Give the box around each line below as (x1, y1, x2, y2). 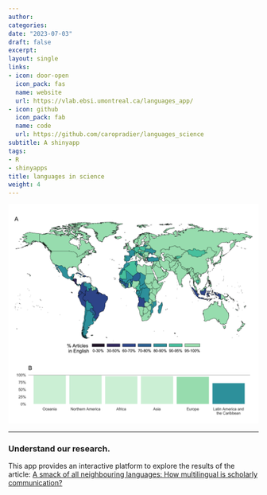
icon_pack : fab (15, 114, 66, 122)
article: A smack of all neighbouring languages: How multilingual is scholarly (8, 470, 258, 479)
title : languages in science (8, 172, 105, 181)
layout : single (8, 55, 59, 63)
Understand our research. (8, 443, 110, 454)
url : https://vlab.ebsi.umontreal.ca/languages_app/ (15, 96, 194, 105)
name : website (15, 88, 62, 96)
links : (8, 64, 30, 72)
